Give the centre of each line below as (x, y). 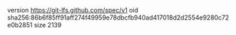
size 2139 (48, 25)
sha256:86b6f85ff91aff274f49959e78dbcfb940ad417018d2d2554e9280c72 (118, 17)
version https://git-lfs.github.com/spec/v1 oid (73, 10)
